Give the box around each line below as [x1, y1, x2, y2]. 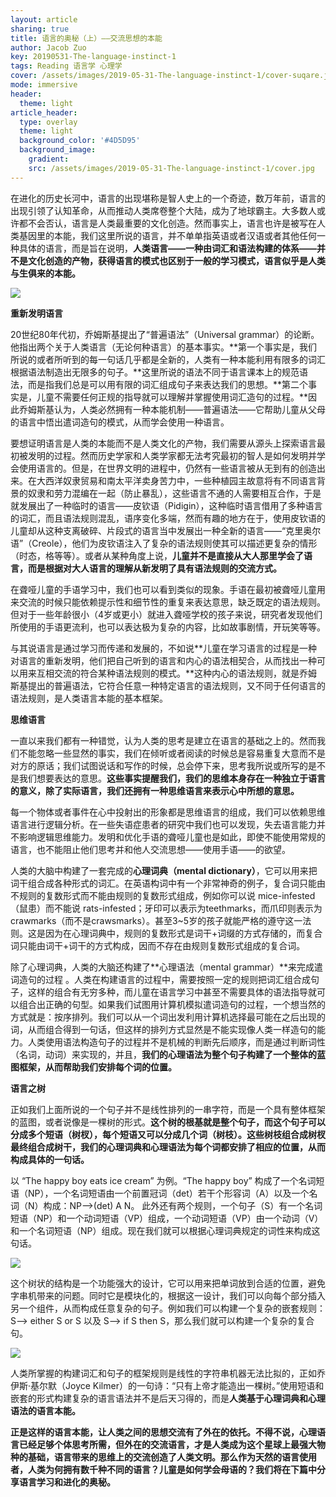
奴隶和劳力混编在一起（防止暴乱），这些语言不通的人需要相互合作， [27, 487, 304, 499]
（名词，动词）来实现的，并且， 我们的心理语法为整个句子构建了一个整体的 [10, 1048, 317, 1060]
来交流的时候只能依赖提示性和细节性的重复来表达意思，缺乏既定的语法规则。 [10, 596, 326, 608]
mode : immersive [10, 80, 78, 90]
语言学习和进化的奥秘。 [18, 1476, 116, 1488]
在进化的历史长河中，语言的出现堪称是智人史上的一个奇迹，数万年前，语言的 [10, 192, 326, 204]
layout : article [10, 14, 78, 25]
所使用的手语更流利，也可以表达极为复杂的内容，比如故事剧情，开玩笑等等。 [10, 621, 326, 633]
